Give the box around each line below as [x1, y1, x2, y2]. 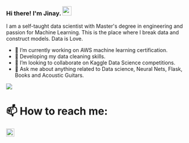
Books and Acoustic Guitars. [14, 71, 84, 79]
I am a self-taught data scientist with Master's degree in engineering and [6, 22, 183, 30]
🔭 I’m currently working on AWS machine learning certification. [14, 47, 168, 54]
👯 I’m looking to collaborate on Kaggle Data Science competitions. [14, 59, 176, 66]
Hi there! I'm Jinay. [6, 9, 61, 17]
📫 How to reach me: [6, 105, 108, 118]
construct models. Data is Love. [6, 35, 83, 43]
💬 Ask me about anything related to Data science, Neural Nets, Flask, [14, 66, 183, 73]
